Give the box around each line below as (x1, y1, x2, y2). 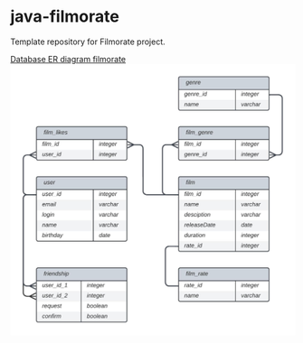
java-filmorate (10, 6, 120, 27)
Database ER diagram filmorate (10, 53, 126, 64)
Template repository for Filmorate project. (10, 36, 166, 47)
